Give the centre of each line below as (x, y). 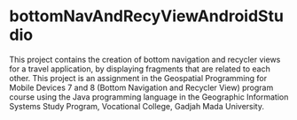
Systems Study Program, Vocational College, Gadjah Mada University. (137, 106)
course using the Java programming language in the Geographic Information (149, 97)
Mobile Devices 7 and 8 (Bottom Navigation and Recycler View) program (141, 87)
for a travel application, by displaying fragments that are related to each (140, 69)
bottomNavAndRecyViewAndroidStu (146, 16)
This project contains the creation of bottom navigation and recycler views (145, 59)
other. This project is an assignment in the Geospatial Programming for (138, 78)
